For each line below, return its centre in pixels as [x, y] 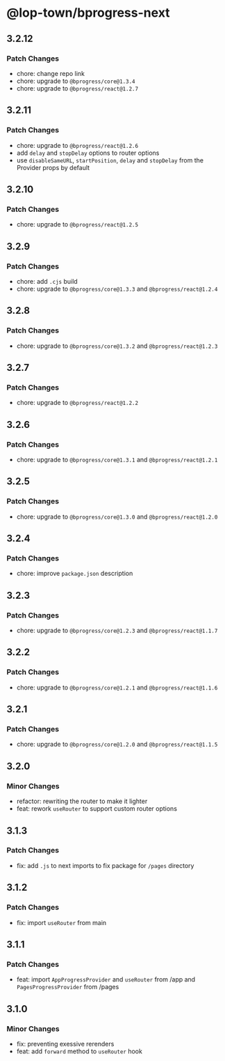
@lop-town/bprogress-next [89, 13]
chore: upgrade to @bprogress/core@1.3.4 [76, 81]
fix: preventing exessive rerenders [65, 1044]
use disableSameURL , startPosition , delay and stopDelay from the [110, 160]
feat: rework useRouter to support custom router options [97, 809]
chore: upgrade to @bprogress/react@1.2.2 [77, 403]
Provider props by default [53, 167]
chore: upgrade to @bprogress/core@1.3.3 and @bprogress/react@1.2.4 [117, 289]
